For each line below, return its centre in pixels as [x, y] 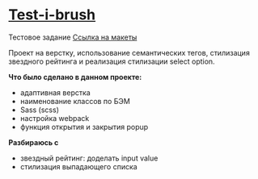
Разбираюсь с [34, 142]
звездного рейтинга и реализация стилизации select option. [112, 61]
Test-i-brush [52, 15]
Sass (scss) [39, 110]
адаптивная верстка [55, 92]
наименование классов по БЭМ [75, 101]
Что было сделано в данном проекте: [75, 77]
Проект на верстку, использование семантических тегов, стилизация [129, 52]
